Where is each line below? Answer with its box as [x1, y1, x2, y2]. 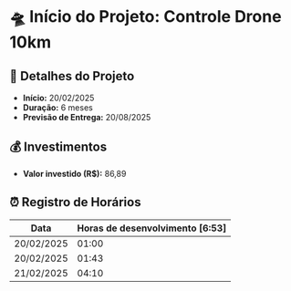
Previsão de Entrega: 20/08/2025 [22, 112, 151, 122]
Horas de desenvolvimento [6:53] [77, 222, 227, 234]
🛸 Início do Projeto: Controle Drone [9, 6, 282, 27]
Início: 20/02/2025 [22, 92, 95, 103]
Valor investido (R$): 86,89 [22, 168, 127, 179]
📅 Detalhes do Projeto [9, 68, 135, 84]
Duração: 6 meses [22, 102, 93, 113]
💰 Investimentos [9, 140, 108, 155]
